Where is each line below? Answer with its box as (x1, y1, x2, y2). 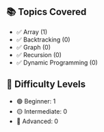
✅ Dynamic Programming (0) (16, 58, 99, 67)
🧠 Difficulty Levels (6, 78, 86, 90)
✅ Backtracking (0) (16, 35, 70, 44)
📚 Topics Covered (6, 6, 87, 18)
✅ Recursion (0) (16, 50, 62, 59)
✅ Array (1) (16, 27, 48, 36)
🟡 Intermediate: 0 (16, 107, 68, 115)
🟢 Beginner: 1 (16, 97, 56, 105)
